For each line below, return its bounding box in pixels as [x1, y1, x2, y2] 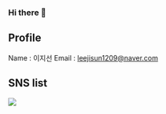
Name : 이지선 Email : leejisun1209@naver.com [8, 53, 159, 62]
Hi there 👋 [8, 7, 47, 18]
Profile [8, 31, 42, 45]
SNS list [8, 76, 48, 90]
